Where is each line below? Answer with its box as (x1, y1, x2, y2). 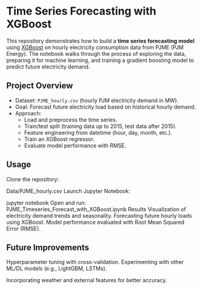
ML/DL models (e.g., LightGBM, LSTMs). (6, 265, 107, 272)
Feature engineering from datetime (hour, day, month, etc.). (24, 129, 173, 136)
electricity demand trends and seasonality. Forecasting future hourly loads (6, 212, 193, 219)
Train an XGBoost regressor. (24, 135, 95, 143)
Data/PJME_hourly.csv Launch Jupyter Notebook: (6, 187, 131, 195)
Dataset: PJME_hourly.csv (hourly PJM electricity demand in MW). (15, 96, 179, 104)
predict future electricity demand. (6, 62, 90, 70)
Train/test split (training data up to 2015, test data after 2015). (24, 123, 177, 130)
